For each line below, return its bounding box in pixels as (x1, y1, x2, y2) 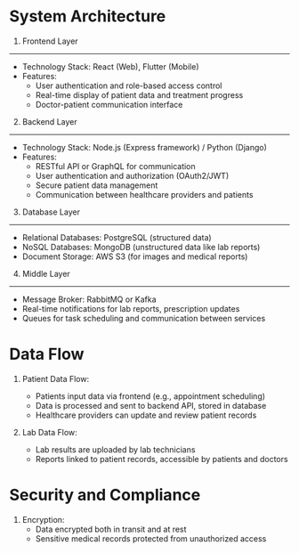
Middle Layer (21, 268, 71, 279)
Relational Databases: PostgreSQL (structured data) (21, 232, 212, 242)
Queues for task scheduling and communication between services (21, 313, 266, 323)
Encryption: (21, 514, 65, 525)
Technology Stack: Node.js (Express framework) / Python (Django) (21, 142, 267, 152)
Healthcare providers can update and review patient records (35, 410, 257, 420)
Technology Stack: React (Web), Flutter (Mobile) (21, 61, 199, 72)
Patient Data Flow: (21, 373, 90, 384)
